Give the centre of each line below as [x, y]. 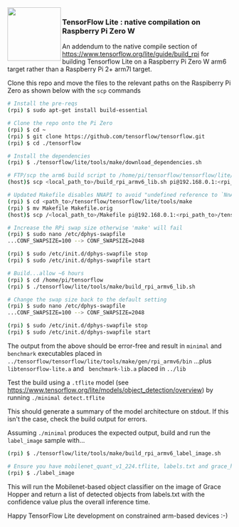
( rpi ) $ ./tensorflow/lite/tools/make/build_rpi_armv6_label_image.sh [114, 453]
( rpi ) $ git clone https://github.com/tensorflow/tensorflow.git [106, 136]
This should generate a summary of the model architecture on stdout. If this [118, 411]
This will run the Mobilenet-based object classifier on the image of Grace [115, 486]
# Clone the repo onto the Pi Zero [60, 123]
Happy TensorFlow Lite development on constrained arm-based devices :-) [118, 516]
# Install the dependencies [49, 156]
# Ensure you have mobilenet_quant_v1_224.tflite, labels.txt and [108, 466]
